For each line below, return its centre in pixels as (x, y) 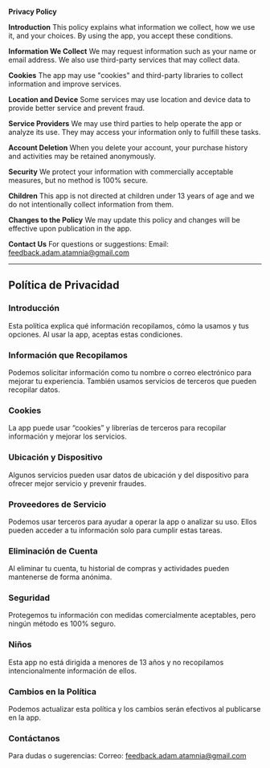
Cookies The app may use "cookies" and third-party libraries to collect (126, 75)
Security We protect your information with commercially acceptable (121, 172)
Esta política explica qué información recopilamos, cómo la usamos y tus (129, 325)
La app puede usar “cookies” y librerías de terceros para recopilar (117, 428)
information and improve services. (65, 84)
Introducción (34, 308)
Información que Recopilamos (68, 355)
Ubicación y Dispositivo (55, 457)
